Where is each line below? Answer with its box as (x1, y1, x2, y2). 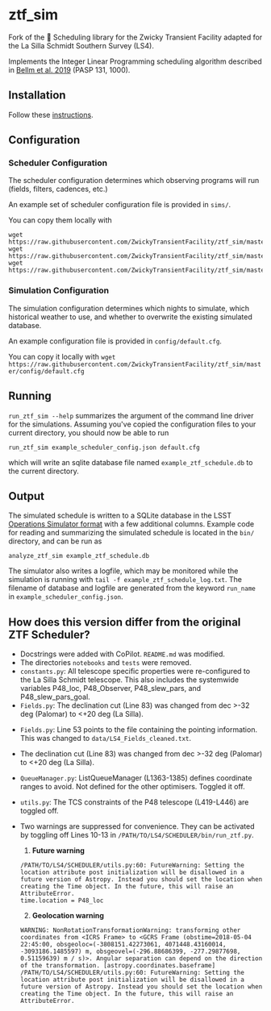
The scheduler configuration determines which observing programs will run (8, 176, 260, 185)
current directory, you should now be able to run (8, 427, 169, 437)
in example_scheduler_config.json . (8, 592, 123, 601)
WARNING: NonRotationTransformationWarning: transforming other (19, 926, 241, 934)
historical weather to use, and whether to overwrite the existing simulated (8, 312, 252, 322)
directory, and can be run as (8, 536, 102, 546)
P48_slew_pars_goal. (19, 692, 90, 702)
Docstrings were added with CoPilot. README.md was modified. (19, 649, 226, 659)
